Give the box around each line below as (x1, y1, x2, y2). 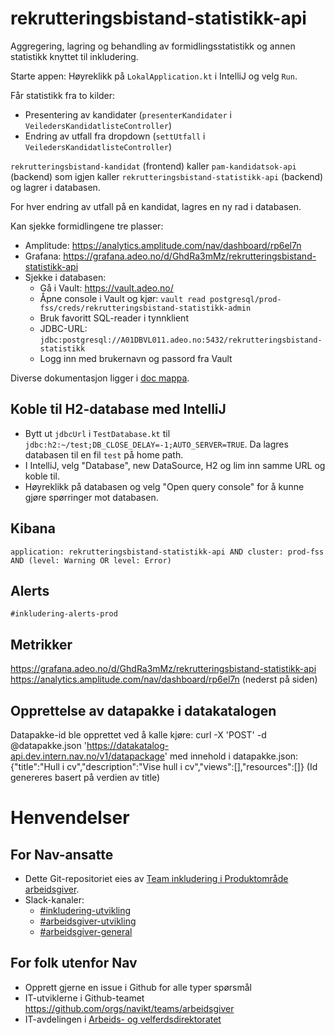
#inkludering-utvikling (39, 905, 132, 916)
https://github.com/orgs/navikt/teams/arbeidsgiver (24, 1002, 235, 1014)
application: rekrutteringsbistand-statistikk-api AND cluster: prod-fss (10, 547, 325, 557)
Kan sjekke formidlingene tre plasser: (10, 220, 164, 232)
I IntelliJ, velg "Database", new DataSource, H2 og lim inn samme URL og (24, 459, 326, 471)
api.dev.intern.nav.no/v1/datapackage (10, 750, 165, 762)
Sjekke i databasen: (24, 271, 107, 283)
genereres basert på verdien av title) (10, 772, 161, 783)
